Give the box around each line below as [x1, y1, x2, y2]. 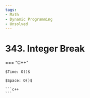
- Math [5, 12, 19, 17]
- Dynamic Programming [5, 17, 53, 22]
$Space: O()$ [5, 78, 33, 83]
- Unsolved [5, 21, 28, 27]
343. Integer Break [5, 43, 85, 54]
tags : [5, 7, 17, 13]
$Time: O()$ [5, 69, 30, 74]
